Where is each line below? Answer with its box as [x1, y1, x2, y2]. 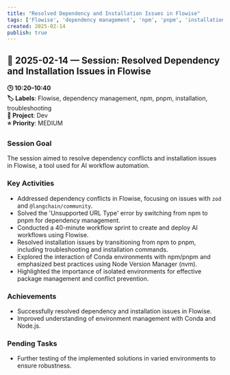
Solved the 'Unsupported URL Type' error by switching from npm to [16, 208, 208, 217]
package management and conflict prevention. [16, 274, 149, 282]
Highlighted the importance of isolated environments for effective [16, 267, 202, 275]
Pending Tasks [7, 339, 57, 348]
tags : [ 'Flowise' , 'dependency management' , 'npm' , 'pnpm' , [7, 16, 183, 23]
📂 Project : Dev [7, 111, 48, 120]
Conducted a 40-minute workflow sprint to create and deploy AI [16, 223, 199, 232]
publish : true [7, 29, 48, 36]
